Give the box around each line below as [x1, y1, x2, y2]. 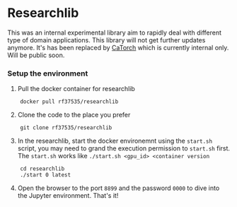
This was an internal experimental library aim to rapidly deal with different [7, 28, 221, 37]
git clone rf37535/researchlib [20, 124, 112, 131]
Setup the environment [7, 69, 88, 78]
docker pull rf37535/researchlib [20, 98, 119, 105]
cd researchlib [20, 165, 65, 172]
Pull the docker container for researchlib [17, 85, 136, 93]
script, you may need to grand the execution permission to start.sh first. [17, 144, 231, 153]
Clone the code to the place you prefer [17, 111, 131, 119]
